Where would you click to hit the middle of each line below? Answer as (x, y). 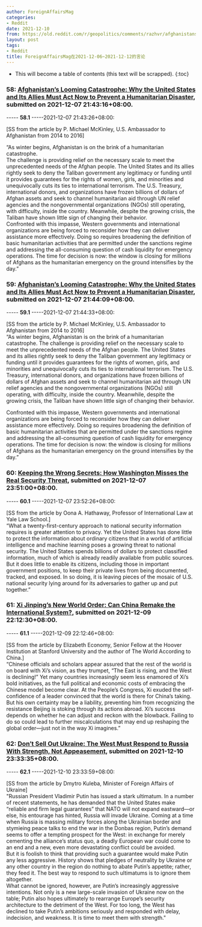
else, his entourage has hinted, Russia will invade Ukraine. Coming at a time (100, 816)
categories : (21, 17)
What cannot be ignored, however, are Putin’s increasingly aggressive (93, 886)
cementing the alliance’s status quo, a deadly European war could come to (98, 841)
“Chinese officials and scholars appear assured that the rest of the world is (99, 664)
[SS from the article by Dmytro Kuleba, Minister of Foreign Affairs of (90, 784)
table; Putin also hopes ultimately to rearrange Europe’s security (86, 899)
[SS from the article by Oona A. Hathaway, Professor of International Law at (100, 513)
